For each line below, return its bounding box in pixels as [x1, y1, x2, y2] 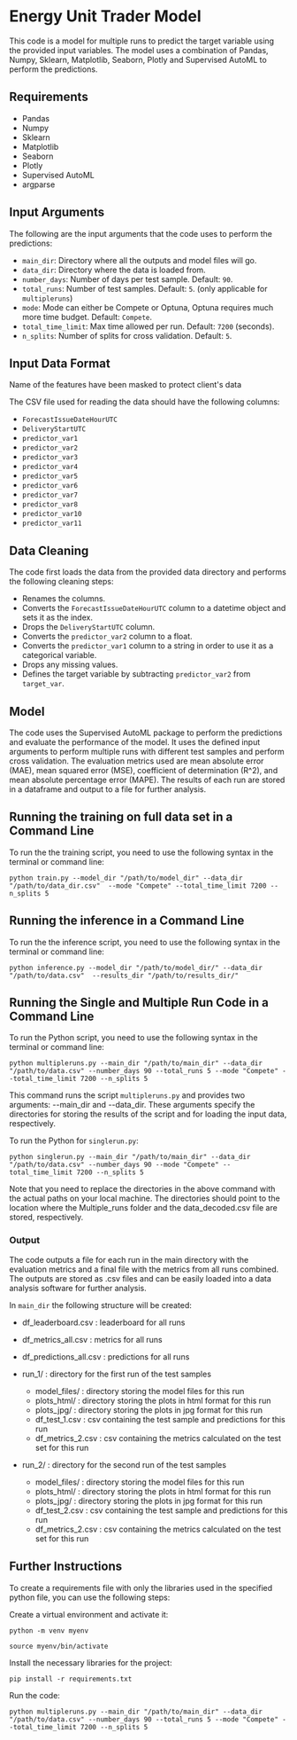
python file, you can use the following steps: [9, 1592, 171, 1603]
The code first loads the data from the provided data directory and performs [9, 567, 287, 577]
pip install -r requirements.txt [9, 1674, 133, 1683]
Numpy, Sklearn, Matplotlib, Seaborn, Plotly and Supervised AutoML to [9, 54, 267, 65]
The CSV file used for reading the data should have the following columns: [9, 396, 280, 407]
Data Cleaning [9, 543, 89, 558]
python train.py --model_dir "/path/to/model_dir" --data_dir [9, 874, 243, 882]
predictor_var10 [21, 510, 82, 519]
